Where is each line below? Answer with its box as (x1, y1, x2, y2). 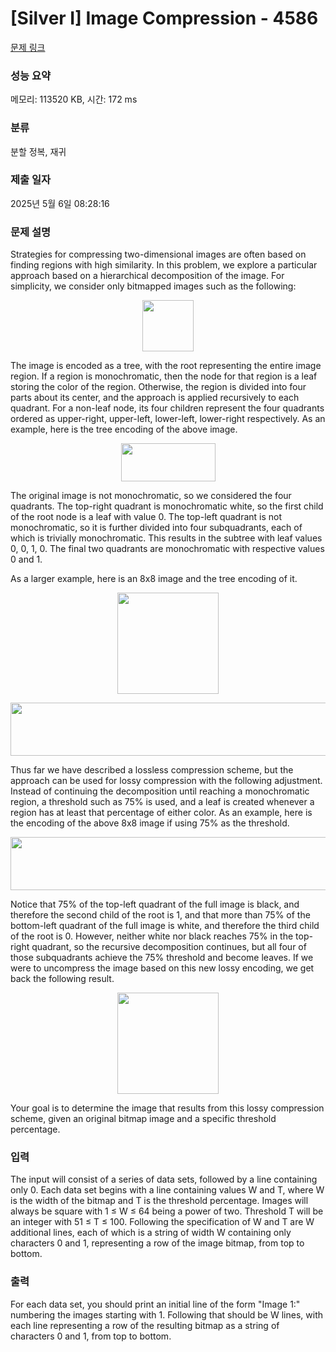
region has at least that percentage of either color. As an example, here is (10, 807, 313, 819)
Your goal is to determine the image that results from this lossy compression (10, 1102, 325, 1114)
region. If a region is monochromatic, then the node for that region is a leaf (10, 370, 318, 382)
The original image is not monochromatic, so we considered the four (10, 490, 292, 502)
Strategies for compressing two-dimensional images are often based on (10, 248, 307, 261)
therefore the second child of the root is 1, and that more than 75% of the (10, 909, 311, 921)
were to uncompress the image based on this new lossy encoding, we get (10, 962, 315, 974)
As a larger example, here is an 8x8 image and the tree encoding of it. (10, 573, 298, 585)
